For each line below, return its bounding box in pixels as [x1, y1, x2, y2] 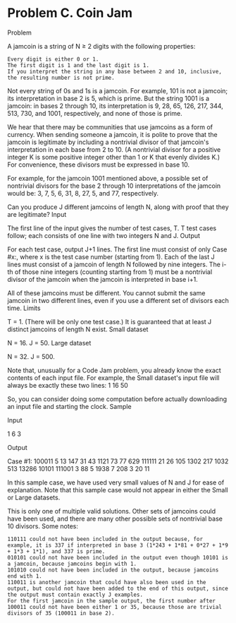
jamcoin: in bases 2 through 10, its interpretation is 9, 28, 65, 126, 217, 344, [7, 101, 223, 110]
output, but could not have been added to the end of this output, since [7, 585, 229, 592]
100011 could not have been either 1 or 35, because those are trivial [7, 603, 222, 610]
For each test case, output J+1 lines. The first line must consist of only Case [7, 245, 228, 254]
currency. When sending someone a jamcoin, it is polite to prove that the [7, 130, 218, 138]
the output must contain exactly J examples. [7, 591, 143, 598]
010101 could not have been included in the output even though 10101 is [7, 554, 229, 561]
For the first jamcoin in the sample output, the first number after [7, 597, 216, 605]
